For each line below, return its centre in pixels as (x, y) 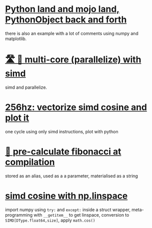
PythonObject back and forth (66, 20)
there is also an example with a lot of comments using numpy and (72, 33)
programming (19, 215)
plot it (17, 118)
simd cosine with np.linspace (66, 196)
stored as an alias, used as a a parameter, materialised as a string (72, 176)
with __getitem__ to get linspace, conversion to (81, 215)
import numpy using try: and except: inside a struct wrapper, (68, 210)
